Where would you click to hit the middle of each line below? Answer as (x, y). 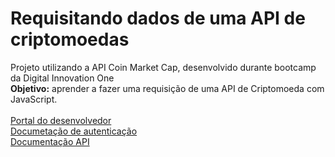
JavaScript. (34, 99)
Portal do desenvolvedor (61, 120)
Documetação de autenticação (74, 131)
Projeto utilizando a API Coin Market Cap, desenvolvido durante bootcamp (163, 67)
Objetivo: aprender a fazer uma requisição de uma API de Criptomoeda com (167, 88)
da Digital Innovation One (62, 78)
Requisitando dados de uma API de (158, 18)
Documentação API (50, 141)
